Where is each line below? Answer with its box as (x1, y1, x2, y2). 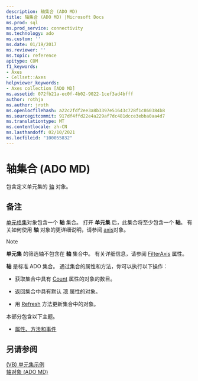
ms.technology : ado (6, 31, 54, 37)
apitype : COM (6, 58, 38, 64)
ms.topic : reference (6, 53, 57, 58)
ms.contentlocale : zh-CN (6, 124, 67, 130)
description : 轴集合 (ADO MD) (6, 8, 78, 15)
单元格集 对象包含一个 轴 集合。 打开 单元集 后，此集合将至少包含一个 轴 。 (6, 219, 186, 226)
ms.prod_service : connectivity (6, 25, 83, 31)
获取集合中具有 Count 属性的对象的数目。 (14, 275, 116, 282)
